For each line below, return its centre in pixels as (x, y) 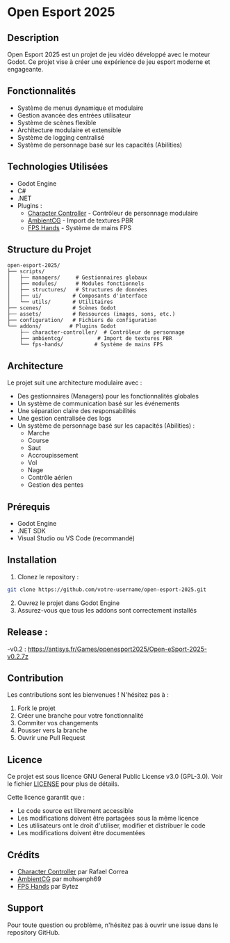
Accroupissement (53, 456)
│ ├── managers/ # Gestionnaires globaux (77, 278)
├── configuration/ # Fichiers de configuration (82, 321)
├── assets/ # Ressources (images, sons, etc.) (91, 314)
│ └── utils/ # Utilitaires (60, 302)
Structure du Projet (49, 250)
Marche (39, 433)
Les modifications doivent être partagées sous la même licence (108, 819)
